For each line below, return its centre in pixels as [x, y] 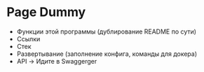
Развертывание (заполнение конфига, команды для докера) [107, 54]
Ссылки [28, 38]
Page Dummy [46, 12]
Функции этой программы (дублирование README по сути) [107, 31]
